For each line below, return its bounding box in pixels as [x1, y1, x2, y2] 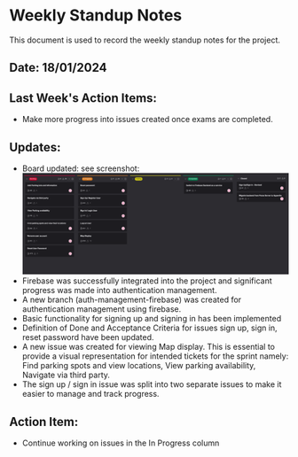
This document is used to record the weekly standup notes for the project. [9, 35, 281, 45]
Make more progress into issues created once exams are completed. [21, 114, 273, 125]
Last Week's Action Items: [9, 90, 158, 105]
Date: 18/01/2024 [9, 60, 108, 75]
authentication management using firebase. [21, 304, 182, 314]
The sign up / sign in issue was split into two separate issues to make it [21, 379, 282, 390]
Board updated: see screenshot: [21, 163, 140, 174]
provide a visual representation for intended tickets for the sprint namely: [21, 351, 289, 361]
